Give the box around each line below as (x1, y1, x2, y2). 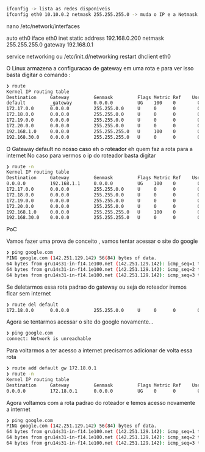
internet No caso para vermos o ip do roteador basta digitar (6, 152, 156, 159)
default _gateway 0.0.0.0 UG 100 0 (6, 100, 176, 106)
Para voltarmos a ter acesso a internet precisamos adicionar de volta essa (6, 347, 193, 354)
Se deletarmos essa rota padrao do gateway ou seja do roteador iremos (6, 283, 187, 291)
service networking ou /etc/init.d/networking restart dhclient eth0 (6, 53, 171, 60)
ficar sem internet (6, 289, 51, 297)
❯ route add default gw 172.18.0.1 (6, 365, 97, 371)
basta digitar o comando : (6, 71, 71, 78)
